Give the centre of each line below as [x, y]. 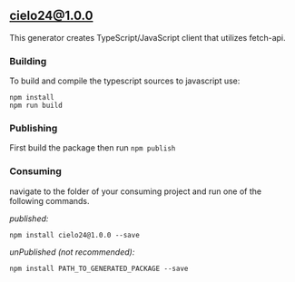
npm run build [36, 106]
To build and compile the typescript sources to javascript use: [125, 81]
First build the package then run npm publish [93, 148]
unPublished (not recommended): [72, 252]
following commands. [49, 200]
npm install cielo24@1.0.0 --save [75, 235]
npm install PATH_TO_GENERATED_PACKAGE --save [99, 268]
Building [28, 61]
